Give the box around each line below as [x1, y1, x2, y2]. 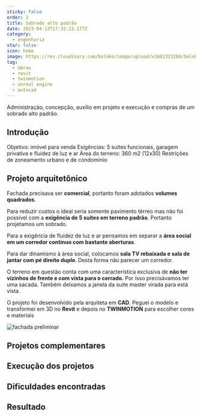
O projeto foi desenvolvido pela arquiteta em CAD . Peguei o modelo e [7, 299, 179, 306]
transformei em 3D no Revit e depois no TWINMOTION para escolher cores [7, 305, 194, 313]
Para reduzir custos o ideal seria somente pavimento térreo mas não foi [7, 207, 183, 215]
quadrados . [7, 196, 37, 203]
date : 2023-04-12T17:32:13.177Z [7, 25, 88, 32]
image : [7, 54, 23, 60]
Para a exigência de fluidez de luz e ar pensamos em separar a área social [7, 232, 191, 239]
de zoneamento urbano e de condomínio [7, 156, 107, 163]
